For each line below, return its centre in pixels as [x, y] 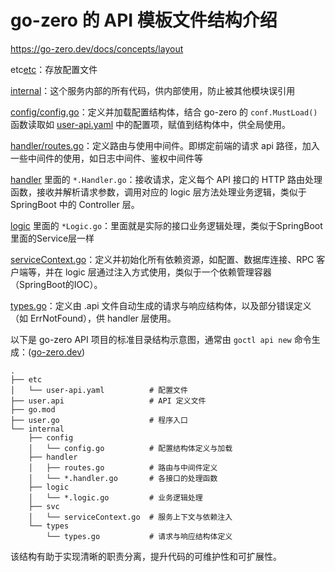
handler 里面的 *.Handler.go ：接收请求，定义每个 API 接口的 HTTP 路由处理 [166, 179]
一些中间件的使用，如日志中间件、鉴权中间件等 [106, 158]
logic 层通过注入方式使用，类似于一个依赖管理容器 [168, 272]
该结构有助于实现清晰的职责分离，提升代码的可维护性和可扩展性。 [146, 556]
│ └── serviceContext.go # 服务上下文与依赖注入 [130, 517]
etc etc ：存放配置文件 [54, 69]
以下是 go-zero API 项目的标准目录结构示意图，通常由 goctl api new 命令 [161, 339]
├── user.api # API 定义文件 [108, 401]
